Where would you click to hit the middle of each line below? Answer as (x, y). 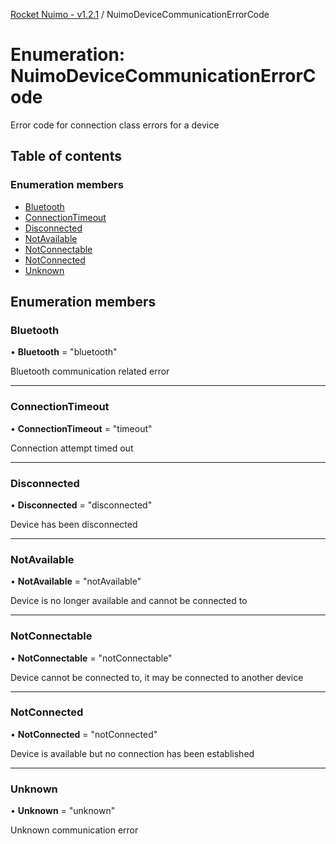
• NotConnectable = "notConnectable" (91, 658)
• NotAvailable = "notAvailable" (76, 581)
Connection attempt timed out (72, 448)
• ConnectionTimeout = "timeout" (81, 428)
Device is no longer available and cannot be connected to (129, 601)
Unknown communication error (74, 830)
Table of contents (66, 156)
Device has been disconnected (74, 524)
